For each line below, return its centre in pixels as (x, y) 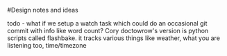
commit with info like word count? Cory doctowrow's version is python (108, 31)
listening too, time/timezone (47, 45)
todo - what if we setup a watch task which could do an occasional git (107, 23)
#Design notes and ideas (43, 10)
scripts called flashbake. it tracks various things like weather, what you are (114, 38)
